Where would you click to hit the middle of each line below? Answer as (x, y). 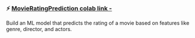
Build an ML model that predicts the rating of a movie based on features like (98, 23)
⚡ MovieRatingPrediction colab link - (59, 8)
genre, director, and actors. (39, 29)
